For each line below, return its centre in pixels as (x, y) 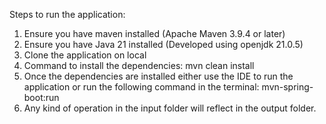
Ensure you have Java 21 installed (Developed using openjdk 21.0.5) (163, 44)
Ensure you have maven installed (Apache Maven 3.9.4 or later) (154, 33)
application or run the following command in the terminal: (141, 87)
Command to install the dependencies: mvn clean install (139, 65)
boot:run (41, 97)
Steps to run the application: (67, 14)
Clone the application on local (85, 55)
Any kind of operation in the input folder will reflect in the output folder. (170, 108)
